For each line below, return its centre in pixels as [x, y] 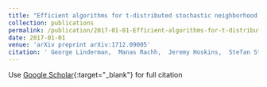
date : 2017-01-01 [37, 38]
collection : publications [51, 23]
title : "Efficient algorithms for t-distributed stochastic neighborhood [133, 15]
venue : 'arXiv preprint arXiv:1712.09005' [79, 45]
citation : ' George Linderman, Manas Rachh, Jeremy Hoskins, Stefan [129, 52]
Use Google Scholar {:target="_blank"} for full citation [95, 75]
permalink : [26, 30]
